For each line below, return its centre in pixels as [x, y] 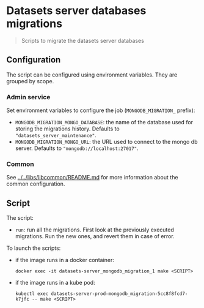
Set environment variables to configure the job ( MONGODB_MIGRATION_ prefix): [101, 110]
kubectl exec [32, 294]
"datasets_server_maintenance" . [56, 135]
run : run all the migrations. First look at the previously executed [94, 230]
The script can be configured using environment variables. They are [92, 75]
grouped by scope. [30, 81]
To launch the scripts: [34, 248]
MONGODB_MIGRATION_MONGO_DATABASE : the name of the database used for [104, 122]
